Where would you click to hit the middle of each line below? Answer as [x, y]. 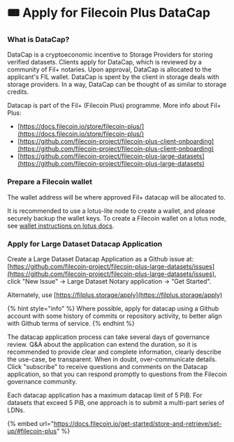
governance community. [42, 382]
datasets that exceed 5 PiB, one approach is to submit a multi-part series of [116, 403]
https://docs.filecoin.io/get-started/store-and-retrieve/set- [138, 424]
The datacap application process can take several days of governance [109, 337]
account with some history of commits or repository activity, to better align [115, 316]
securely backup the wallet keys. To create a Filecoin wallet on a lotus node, [117, 218]
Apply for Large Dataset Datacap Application [85, 244]
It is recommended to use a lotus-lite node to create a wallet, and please [111, 211]
